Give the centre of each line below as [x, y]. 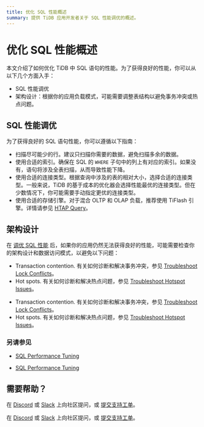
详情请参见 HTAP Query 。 [59, 208]
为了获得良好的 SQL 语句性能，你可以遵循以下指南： [72, 141]
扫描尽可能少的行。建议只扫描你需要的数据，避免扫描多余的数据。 [98, 155]
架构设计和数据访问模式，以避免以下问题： [65, 253]
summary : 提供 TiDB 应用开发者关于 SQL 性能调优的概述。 [73, 18]
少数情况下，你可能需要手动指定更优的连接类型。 [77, 193]
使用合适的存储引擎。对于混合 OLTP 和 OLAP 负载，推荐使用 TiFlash [101, 201]
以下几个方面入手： [31, 76]
